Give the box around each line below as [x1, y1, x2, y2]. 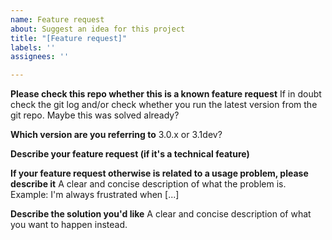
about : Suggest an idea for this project [10, 24, 186, 34]
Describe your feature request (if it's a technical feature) [10, 148, 250, 160]
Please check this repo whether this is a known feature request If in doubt [10, 88, 322, 100]
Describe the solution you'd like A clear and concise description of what [10, 208, 312, 220]
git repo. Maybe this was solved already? [10, 109, 180, 121]
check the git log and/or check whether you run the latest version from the [10, 99, 318, 111]
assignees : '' [10, 52, 70, 62]
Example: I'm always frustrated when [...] [10, 189, 180, 201]
